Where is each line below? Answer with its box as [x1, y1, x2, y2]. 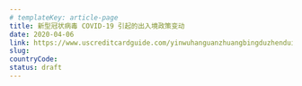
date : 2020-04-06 [9, 30, 75, 39]
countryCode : [9, 55, 58, 64]
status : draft [9, 64, 63, 73]
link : [9, 38, 30, 47]
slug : [9, 47, 30, 56]
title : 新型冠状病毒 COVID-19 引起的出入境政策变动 [9, 21, 185, 30]
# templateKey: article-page [9, 13, 119, 22]
